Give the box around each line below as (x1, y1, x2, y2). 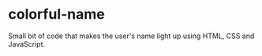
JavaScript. (8, 39, 46, 48)
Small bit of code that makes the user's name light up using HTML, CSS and (8, 31, 255, 40)
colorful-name (8, 5, 105, 23)
